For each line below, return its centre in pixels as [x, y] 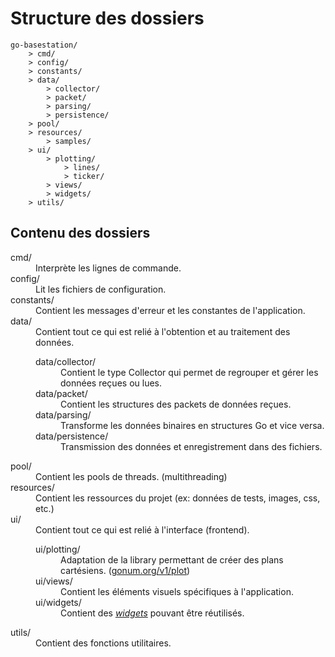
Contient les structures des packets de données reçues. [176, 404]
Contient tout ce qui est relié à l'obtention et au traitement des [163, 331]
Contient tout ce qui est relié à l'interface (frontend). [142, 529]
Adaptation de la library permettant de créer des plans [172, 559]
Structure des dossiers [107, 18]
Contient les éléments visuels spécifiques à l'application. [177, 591]
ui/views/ [54, 581]
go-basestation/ [44, 45]
